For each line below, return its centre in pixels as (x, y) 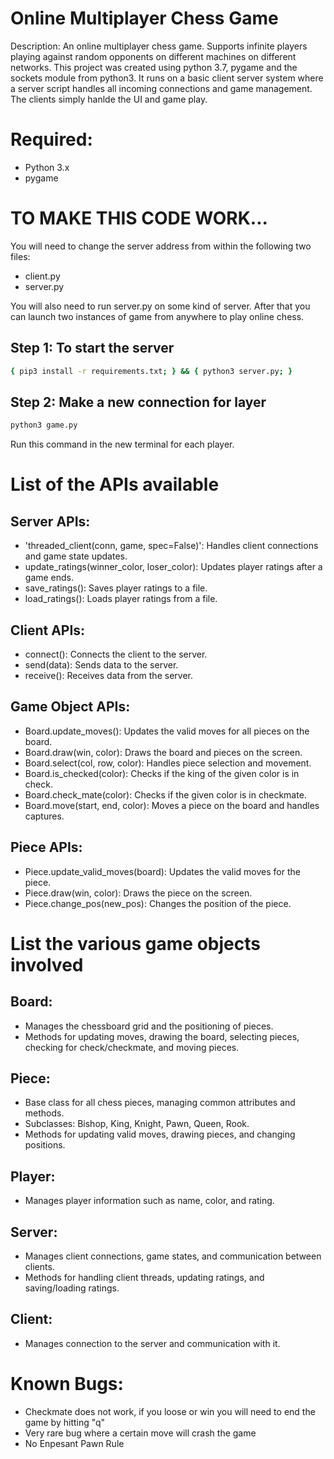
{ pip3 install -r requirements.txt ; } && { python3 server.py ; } (151, 371)
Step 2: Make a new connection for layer (138, 402)
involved (47, 964)
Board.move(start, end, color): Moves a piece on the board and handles (172, 805)
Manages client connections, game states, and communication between (173, 1256)
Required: (51, 139)
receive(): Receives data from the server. (108, 675)
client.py (42, 276)
